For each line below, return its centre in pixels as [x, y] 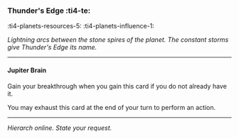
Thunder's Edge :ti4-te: [49, 11]
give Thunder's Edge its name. [52, 48]
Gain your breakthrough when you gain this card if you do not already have [117, 86]
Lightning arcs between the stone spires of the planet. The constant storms [118, 40]
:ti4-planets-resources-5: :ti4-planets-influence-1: [81, 26]
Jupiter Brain [27, 70]
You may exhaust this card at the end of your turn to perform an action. [111, 107]
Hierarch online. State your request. [60, 128]
